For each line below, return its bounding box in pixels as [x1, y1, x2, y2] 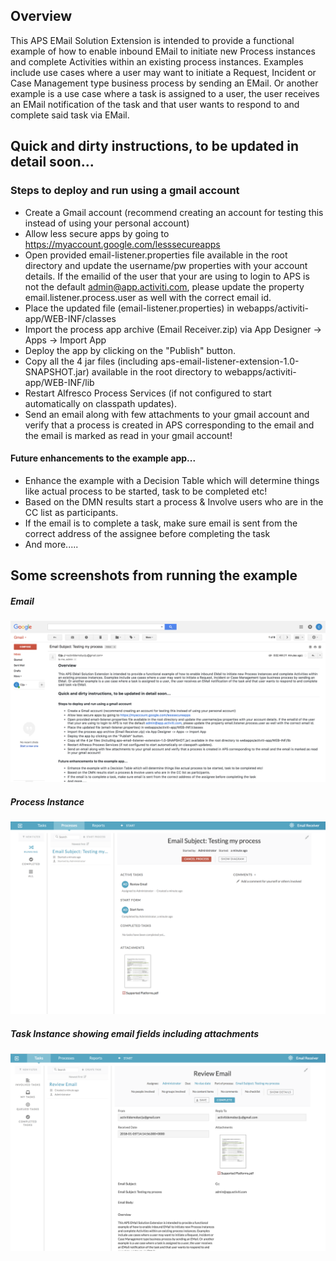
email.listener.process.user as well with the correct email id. [24, 291, 272, 303]
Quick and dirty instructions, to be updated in [10, 138, 300, 155]
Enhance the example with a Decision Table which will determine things [24, 474, 320, 486]
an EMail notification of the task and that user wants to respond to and [10, 98, 300, 110]
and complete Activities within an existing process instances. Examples [10, 55, 304, 68]
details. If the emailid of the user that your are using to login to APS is [24, 270, 310, 282]
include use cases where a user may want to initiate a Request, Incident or [10, 66, 317, 78]
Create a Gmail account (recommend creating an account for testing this [24, 206, 324, 218]
